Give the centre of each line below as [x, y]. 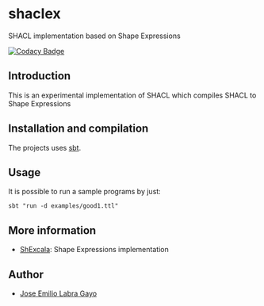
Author [26, 274]
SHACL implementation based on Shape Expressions [94, 36]
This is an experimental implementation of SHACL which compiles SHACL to [132, 95]
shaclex [34, 14]
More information [52, 230]
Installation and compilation [78, 129]
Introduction [40, 76]
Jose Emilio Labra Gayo [58, 293]
